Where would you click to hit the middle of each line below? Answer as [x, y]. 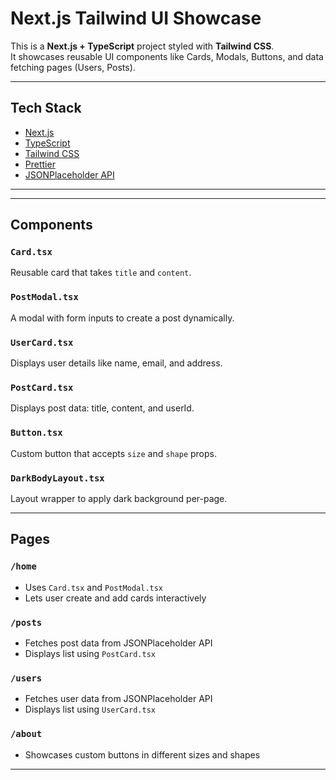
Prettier [40, 164]
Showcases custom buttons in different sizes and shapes [142, 754]
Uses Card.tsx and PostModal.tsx [94, 587]
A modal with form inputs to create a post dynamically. [122, 318]
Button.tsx [36, 433]
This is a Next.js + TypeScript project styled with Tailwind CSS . [142, 46]
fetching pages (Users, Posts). [73, 67]
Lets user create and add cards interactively [115, 598]
